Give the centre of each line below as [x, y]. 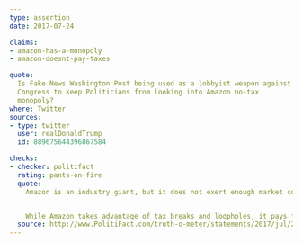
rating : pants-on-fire [60, 175]
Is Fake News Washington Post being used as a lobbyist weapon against [155, 84]
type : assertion [40, 18]
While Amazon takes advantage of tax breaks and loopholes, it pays [156, 216]
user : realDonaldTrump [60, 134]
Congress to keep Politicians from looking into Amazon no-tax [138, 92]
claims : [24, 42]
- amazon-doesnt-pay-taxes [60, 59]
